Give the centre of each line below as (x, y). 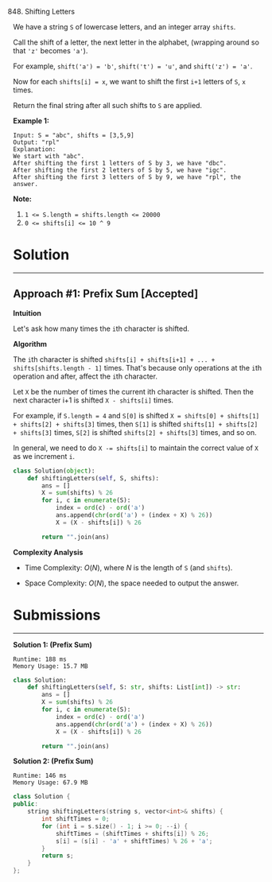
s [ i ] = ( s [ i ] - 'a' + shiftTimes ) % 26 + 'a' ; (134, 841)
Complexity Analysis (48, 552)
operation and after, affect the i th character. (85, 376)
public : (26, 804)
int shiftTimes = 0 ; (76, 819)
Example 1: (31, 121)
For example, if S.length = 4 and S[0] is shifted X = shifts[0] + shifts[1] (136, 415)
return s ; (58, 856)
